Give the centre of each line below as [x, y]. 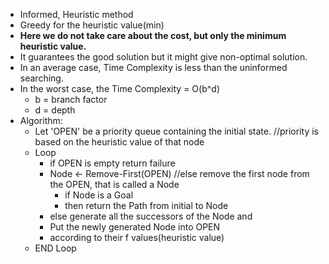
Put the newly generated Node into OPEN [135, 227]
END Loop [55, 248]
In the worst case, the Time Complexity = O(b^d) [120, 88]
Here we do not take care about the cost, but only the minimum [153, 35]
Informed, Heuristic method [76, 14]
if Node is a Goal [99, 195]
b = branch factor [71, 99]
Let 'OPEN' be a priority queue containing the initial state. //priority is [176, 131]
